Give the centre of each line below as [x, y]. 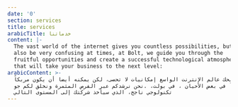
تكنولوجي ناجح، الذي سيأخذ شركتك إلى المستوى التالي [93, 92]
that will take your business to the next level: [88, 66]
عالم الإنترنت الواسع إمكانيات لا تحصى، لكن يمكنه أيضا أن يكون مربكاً [117, 79]
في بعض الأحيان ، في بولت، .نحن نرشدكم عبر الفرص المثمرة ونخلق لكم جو [120, 86]
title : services [31, 27]
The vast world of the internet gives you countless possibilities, [117, 46]
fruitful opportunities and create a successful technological [109, 60]
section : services [34, 20]
